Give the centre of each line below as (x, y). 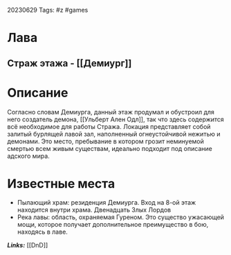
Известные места (61, 184)
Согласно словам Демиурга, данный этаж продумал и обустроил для (111, 112)
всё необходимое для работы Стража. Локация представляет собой (109, 126)
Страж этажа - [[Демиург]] (70, 63)
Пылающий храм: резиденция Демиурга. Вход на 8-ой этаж (107, 203)
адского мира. (28, 156)
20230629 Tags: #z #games (48, 10)
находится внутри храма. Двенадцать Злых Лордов (94, 210)
